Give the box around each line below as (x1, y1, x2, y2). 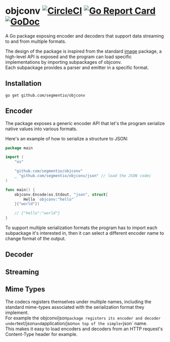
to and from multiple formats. (5, 38, 67, 44)
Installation (5, 79, 42, 88)
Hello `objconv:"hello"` (23, 197, 76, 202)
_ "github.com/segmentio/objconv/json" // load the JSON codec (14, 174, 152, 179)
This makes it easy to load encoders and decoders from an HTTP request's (5, 326, 163, 332)
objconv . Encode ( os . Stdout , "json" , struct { (14, 192, 108, 197)
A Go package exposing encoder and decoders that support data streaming (5, 33, 164, 39)
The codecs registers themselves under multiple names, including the (5, 299, 152, 305)
